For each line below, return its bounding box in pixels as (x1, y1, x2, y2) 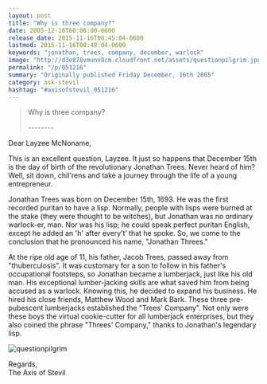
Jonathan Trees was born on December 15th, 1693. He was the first (8, 194, 229, 204)
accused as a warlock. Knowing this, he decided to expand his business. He (8, 286, 257, 296)
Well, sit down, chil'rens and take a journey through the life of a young (8, 170, 238, 180)
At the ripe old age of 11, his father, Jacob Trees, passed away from (8, 253, 229, 262)
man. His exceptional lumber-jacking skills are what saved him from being (8, 278, 250, 288)
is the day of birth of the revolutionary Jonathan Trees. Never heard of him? (8, 163, 256, 172)
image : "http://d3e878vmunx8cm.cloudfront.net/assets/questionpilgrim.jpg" (8, 57, 265, 65)
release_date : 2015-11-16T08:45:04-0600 (8, 33, 145, 42)
